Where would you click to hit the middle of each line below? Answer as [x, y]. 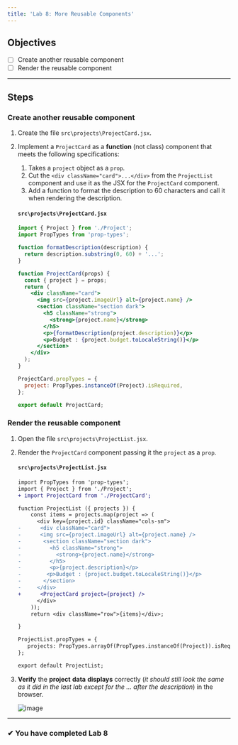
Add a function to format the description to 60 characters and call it [126, 191]
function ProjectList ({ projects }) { [76, 509]
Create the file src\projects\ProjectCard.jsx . [85, 133]
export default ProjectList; [61, 665]
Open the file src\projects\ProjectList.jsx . [83, 438]
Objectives [32, 43]
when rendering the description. [75, 198]
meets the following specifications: [68, 154]
